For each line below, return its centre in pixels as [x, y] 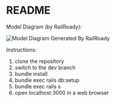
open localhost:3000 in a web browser [62, 93]
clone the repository [39, 61]
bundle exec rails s [38, 86]
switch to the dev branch [45, 67]
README [28, 10]
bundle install [31, 74]
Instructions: [21, 50]
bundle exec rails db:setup [47, 80]
